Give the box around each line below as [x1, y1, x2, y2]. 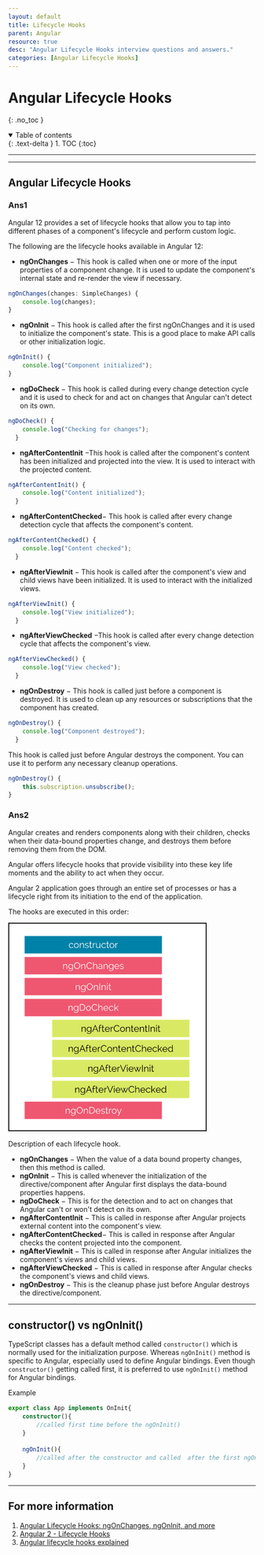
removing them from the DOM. [8, 844, 108, 854]
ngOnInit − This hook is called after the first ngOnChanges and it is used [19, 320, 255, 330]
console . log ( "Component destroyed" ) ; [22, 727, 146, 735]
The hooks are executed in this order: [8, 907, 130, 916]
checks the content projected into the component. [19, 1238, 182, 1247]
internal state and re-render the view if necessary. [19, 273, 182, 283]
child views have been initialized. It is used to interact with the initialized [19, 575, 253, 585]
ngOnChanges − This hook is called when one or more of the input [19, 257, 237, 266]
